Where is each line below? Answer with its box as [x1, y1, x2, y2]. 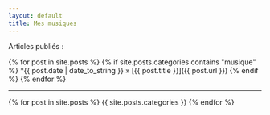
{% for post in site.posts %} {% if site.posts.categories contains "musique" [8, 57, 256, 67]
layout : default [8, 11, 63, 20]
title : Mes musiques [8, 19, 78, 27]
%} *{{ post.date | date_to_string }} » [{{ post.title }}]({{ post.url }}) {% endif [8, 65, 259, 75]
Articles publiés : [8, 41, 64, 51]
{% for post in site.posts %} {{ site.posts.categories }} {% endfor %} [8, 97, 235, 107]
